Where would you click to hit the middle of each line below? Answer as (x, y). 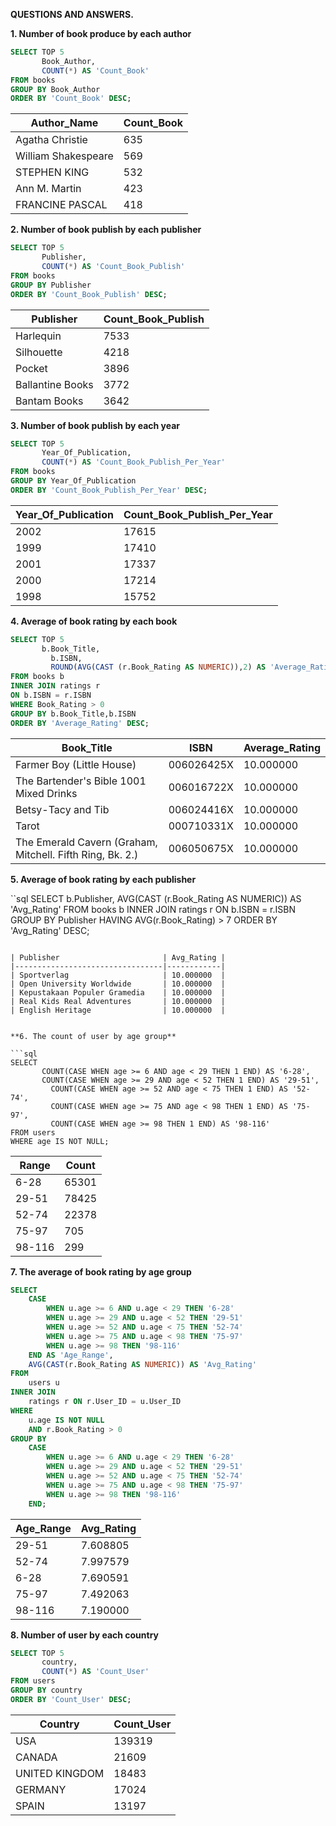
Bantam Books (49, 401)
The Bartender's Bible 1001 (81, 781)
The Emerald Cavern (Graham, (86, 842)
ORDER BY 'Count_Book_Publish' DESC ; (89, 294)
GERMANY (41, 1789)
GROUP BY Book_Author (55, 89)
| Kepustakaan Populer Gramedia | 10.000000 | (118, 992)
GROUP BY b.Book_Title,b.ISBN (73, 714)
